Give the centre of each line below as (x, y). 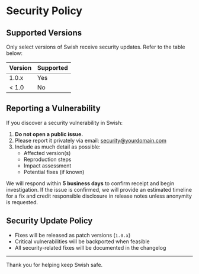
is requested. (22, 202)
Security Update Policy (49, 221)
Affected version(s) (47, 153)
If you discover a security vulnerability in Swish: (65, 123)
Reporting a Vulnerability (53, 109)
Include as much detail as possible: (57, 147)
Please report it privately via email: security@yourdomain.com (91, 140)
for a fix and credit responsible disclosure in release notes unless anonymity (99, 196)
